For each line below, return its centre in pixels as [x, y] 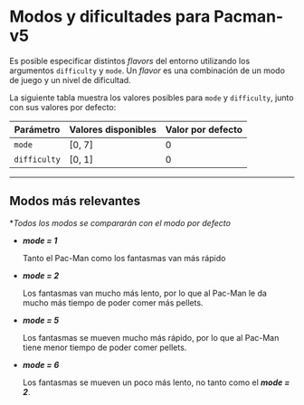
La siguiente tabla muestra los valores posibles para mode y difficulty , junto [152, 98]
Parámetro [37, 129]
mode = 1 [40, 240]
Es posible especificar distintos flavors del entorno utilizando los [130, 61]
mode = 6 [41, 364]
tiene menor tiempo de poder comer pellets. [104, 347]
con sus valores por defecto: [63, 107]
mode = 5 [41, 320]
